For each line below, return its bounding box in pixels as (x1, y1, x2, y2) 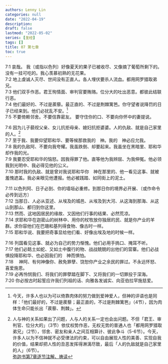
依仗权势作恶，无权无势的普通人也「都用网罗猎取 (61, 322, 162, 328)
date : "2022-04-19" (5, 17, 46, 22)
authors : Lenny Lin (5, 7, 46, 13)
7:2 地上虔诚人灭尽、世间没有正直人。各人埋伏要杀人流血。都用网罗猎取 (5, 76, 153, 82)
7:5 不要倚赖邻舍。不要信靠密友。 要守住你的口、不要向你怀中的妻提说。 (5, 114, 154, 120)
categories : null (5, 12, 41, 17)
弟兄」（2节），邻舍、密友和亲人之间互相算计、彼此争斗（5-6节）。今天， (12, 328, 161, 334)
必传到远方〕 (5, 191, 31, 198)
